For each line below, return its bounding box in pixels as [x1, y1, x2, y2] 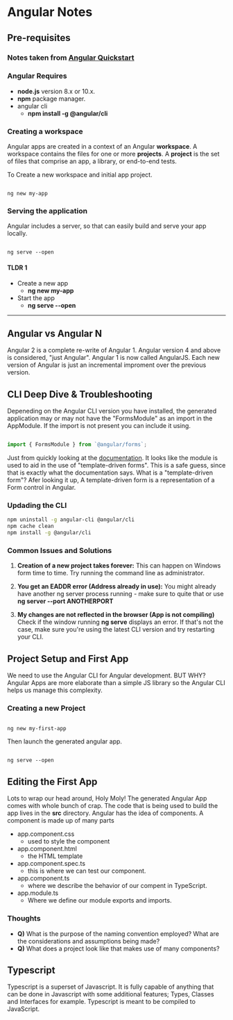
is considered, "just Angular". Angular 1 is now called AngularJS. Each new [7, 354, 220, 362]
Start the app [17, 293, 55, 302]
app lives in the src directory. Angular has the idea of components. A [7, 809, 204, 817]
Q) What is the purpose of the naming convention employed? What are [17, 929, 220, 938]
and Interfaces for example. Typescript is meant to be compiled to [7, 998, 196, 1006]
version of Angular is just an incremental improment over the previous [7, 361, 207, 369]
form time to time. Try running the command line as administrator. [17, 569, 205, 577]
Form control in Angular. [7, 484, 76, 492]
